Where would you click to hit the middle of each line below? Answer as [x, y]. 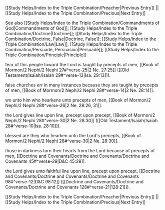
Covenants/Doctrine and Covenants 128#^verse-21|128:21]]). [67, 187]
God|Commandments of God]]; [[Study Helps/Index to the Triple [71, 28]
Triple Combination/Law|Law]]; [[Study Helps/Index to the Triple [71, 44]
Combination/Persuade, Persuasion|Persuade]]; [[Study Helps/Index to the [82, 49]
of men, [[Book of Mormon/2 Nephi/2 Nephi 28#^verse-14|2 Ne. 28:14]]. [80, 90]
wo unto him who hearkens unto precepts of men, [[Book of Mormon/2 [78, 100]
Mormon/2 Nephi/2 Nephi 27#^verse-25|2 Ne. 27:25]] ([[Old [67, 70]
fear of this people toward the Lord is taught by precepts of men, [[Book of [82, 65]
